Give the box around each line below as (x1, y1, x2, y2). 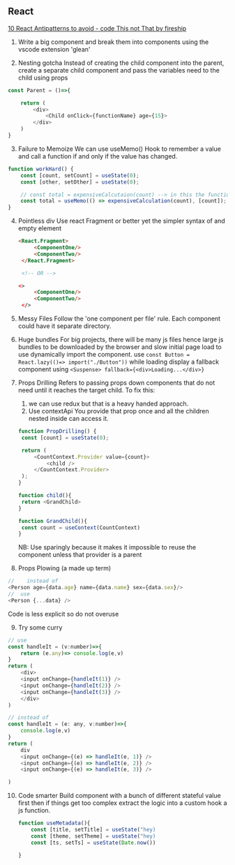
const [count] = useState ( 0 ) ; (21, 434, 109, 441)
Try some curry (17, 623, 63, 631)
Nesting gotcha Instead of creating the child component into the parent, (17, 59, 225, 67)
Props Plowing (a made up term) (17, 564, 112, 572)
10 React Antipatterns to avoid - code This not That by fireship (8, 24, 187, 32)
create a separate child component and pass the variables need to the (17, 66, 220, 74)
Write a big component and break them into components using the (17, 38, 209, 46)
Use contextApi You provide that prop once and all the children (28, 407, 210, 415)
